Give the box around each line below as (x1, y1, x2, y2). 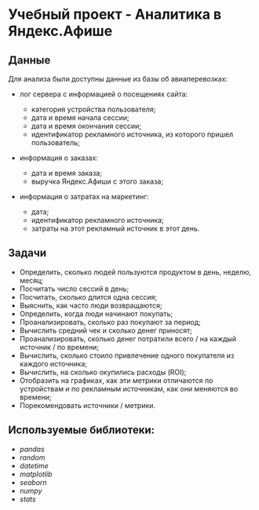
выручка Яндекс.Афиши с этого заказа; (31, 177, 163, 186)
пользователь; (31, 138, 80, 147)
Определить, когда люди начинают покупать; (19, 308, 173, 319)
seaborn (19, 477, 47, 487)
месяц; (19, 275, 44, 285)
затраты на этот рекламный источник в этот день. (31, 224, 200, 233)
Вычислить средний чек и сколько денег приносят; (19, 326, 192, 335)
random (19, 453, 46, 462)
